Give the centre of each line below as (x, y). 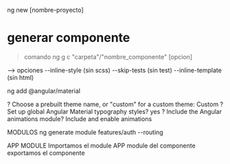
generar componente (69, 38)
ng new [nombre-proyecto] (45, 10)
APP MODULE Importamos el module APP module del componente (101, 145)
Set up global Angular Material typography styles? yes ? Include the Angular (114, 111)
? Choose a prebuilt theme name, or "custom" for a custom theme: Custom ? (115, 104)
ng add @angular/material (44, 91)
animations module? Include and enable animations (80, 119)
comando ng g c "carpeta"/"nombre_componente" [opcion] (108, 57)
